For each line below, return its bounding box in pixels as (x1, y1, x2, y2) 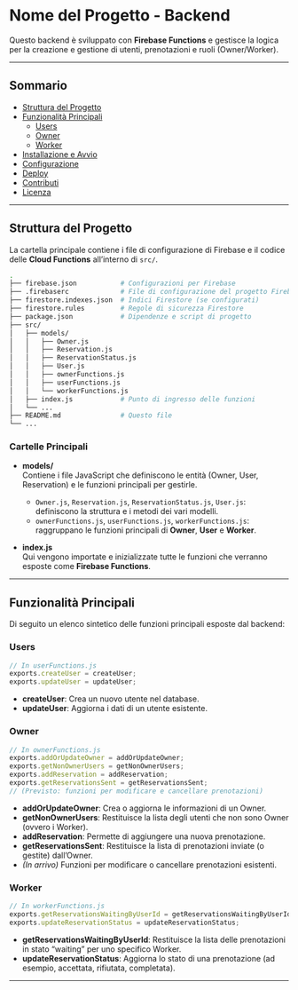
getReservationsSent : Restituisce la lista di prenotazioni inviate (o (21, 840, 264, 851)
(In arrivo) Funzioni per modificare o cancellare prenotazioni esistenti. (21, 859, 278, 870)
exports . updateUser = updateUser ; (9, 677, 137, 686)
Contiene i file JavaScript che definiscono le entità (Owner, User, (21, 470, 259, 480)
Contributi (21, 177, 59, 187)
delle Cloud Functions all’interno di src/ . (9, 254, 158, 265)
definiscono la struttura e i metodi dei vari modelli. (35, 506, 219, 517)
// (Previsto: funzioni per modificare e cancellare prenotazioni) (9, 787, 264, 796)
